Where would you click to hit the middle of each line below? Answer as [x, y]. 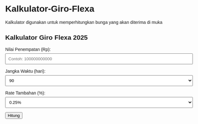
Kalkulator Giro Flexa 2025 [46, 37]
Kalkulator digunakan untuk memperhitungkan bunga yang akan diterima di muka [84, 22]
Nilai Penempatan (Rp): [28, 49]
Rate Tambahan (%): [25, 93]
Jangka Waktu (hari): [25, 71]
